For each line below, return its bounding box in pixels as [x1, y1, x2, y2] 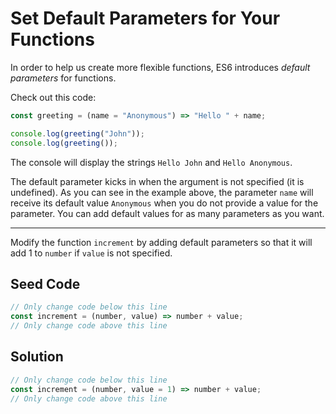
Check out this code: [10, 91, 97, 103]
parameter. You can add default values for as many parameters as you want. [10, 207, 325, 219]
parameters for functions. [10, 72, 117, 84]
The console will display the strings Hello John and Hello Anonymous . [10, 156, 293, 168]
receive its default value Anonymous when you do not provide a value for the [10, 197, 319, 209]
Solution [10, 348, 64, 366]
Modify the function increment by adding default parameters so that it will [10, 236, 313, 248]
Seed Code [10, 275, 81, 292]
